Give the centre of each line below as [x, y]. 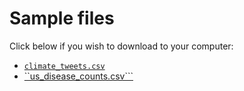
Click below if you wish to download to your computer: [121, 46]
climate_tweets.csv [64, 66]
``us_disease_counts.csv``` [78, 76]
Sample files [62, 18]
